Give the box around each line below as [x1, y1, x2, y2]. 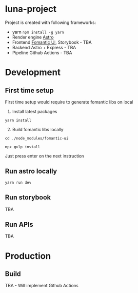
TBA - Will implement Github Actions [5, 283, 79, 289]
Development [5, 67, 61, 78]
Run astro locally [5, 167, 58, 176]
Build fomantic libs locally [12, 126, 64, 132]
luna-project [5, 3, 57, 15]
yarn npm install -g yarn [12, 29, 64, 35]
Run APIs [5, 220, 33, 229]
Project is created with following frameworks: [5, 20, 96, 25]
